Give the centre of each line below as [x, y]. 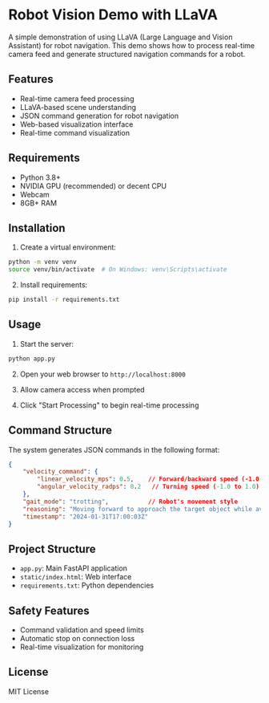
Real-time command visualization [75, 132]
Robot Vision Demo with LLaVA [113, 15]
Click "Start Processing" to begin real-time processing [109, 405]
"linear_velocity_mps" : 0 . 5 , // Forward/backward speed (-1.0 [149, 479]
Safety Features [49, 610]
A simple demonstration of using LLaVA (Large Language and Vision [120, 37]
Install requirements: [54, 285]
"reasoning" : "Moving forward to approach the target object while [137, 509]
